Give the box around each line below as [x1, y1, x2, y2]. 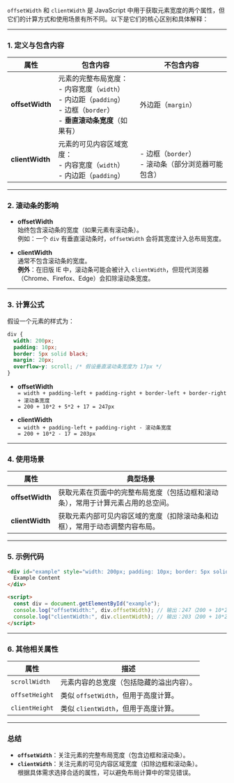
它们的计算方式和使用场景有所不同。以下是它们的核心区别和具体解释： [7, 15, 209, 23]
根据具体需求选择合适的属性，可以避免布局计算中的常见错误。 [17, 768, 195, 777]
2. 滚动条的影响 [7, 201, 59, 211]
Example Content [13, 575, 61, 582]
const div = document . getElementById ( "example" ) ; [13, 600, 160, 608]
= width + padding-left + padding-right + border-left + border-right [17, 390, 227, 397]
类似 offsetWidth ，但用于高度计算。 [60, 690, 179, 700]
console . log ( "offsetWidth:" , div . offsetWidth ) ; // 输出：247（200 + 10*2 [13, 606, 228, 613]
